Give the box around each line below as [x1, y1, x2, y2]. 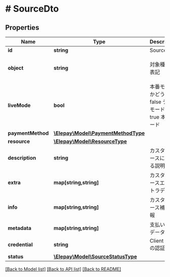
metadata [8, 225, 31, 231]
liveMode [8, 102, 31, 109]
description [8, 154, 36, 161]
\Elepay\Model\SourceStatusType [54, 253, 138, 260]
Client [149, 238, 164, 244]
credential [8, 241, 33, 248]
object [8, 64, 24, 71]
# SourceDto [5, 3, 59, 15]
